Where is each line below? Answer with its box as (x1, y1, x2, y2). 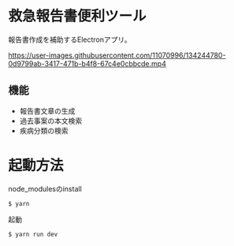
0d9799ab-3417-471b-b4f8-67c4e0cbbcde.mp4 (8, 58, 167, 68)
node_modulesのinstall (8, 184, 83, 193)
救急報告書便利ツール (8, 7, 147, 25)
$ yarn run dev (8, 230, 58, 238)
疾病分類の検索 (19, 125, 69, 135)
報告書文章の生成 (19, 106, 76, 115)
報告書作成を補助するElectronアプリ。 (8, 35, 132, 44)
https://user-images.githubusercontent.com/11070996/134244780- (8, 50, 226, 60)
